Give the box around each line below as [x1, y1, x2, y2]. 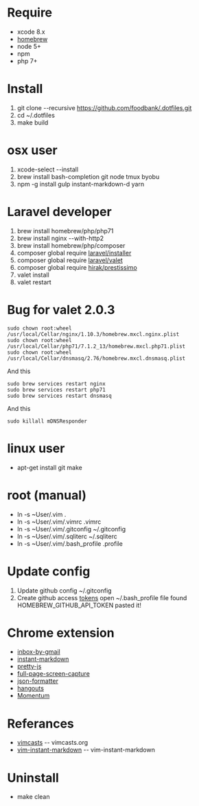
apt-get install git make [16, 463, 82, 471]
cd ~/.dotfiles [16, 111, 55, 119]
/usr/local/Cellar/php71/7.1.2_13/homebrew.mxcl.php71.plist [7, 343, 186, 350]
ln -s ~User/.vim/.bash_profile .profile [16, 539, 124, 548]
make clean [16, 793, 50, 801]
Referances [7, 716, 74, 731]
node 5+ [16, 42, 41, 50]
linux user [7, 441, 65, 456]
